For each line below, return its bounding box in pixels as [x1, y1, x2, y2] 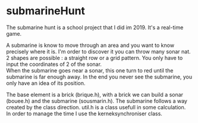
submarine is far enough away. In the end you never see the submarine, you [6, 73, 193, 80]
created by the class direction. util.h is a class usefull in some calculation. [6, 103, 186, 111]
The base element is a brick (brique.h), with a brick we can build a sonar [6, 91, 183, 98]
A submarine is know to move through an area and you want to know [6, 42, 174, 49]
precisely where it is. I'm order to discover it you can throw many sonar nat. [6, 48, 191, 55]
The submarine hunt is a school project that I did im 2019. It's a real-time [6, 24, 184, 31]
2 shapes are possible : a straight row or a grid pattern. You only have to [6, 54, 183, 61]
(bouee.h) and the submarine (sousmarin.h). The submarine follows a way [6, 97, 187, 105]
